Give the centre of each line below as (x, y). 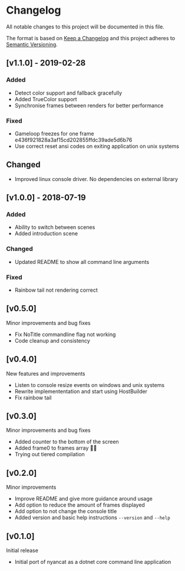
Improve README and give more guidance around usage (84, 499)
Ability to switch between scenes (55, 227)
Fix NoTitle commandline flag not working (65, 334)
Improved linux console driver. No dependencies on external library (96, 179)
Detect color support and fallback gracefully (68, 93)
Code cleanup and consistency (52, 340)
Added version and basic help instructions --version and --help (92, 518)
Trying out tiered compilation (50, 454)
